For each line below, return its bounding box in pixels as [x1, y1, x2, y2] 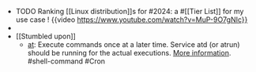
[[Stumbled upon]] [15, 31, 77, 41]
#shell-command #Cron [27, 56, 105, 66]
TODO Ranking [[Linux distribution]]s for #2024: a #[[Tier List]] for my [15, 7, 244, 16]
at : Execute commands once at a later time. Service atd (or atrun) [27, 40, 240, 49]
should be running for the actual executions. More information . [27, 49, 232, 57]
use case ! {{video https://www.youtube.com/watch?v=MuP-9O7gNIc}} [15, 15, 248, 24]
